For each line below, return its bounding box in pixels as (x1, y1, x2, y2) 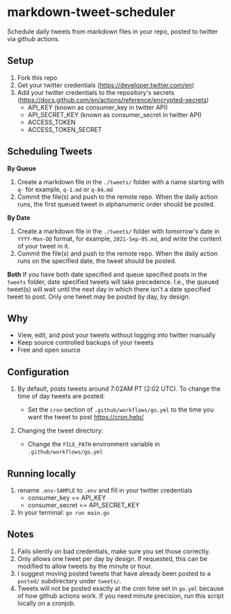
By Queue (7, 164, 36, 172)
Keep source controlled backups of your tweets (17, 338, 154, 347)
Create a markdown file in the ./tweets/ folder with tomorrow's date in (17, 227, 220, 235)
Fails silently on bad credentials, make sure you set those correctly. (17, 547, 211, 555)
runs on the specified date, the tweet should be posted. (17, 256, 177, 265)
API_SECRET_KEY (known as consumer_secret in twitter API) (27, 110, 202, 119)
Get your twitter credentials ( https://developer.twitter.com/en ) (17, 81, 195, 89)
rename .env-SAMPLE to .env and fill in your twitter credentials (17, 486, 193, 494)
